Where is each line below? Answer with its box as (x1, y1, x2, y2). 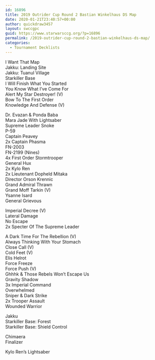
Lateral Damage (5, 213, 38, 219)
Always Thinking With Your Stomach (5, 239, 81, 245)
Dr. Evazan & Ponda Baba (5, 112, 58, 118)
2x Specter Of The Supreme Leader (5, 223, 80, 230)
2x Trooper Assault (5, 298, 45, 304)
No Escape (5, 218, 28, 224)
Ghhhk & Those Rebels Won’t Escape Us (5, 271, 89, 277)
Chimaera (5, 333, 26, 339)
